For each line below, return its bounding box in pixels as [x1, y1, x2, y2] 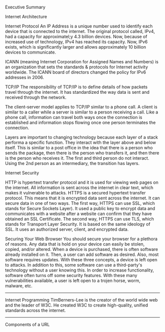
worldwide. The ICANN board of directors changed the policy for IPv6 [5, 69, 146, 75]
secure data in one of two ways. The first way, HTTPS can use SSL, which [5, 200, 155, 206]
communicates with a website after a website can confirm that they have [5, 211, 152, 217]
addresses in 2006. [5, 75, 44, 80]
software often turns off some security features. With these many [5, 273, 137, 278]
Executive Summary [5, 4, 46, 10]
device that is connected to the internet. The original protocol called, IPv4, [5, 28, 155, 34]
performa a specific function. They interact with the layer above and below [5, 139, 156, 145]
